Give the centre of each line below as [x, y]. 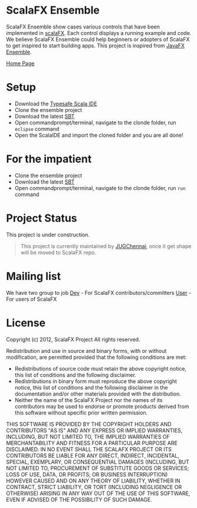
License [26, 323]
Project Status [42, 218]
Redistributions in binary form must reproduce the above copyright [96, 381]
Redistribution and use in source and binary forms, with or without [86, 351]
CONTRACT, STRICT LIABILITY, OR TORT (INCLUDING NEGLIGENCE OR [94, 487]
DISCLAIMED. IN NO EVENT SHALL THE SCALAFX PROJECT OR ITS [89, 449]
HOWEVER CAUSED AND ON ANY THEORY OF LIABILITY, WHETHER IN [93, 481]
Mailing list [33, 276]
